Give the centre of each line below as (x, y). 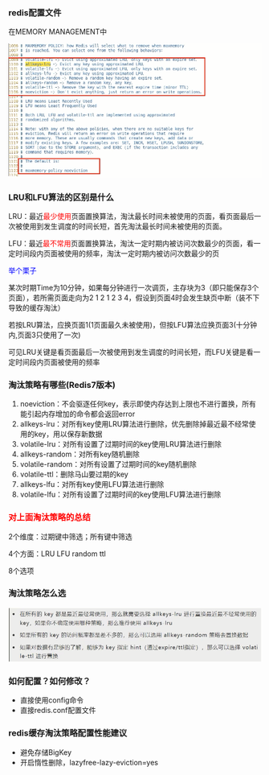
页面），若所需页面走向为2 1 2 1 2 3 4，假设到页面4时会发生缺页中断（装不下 (134, 297)
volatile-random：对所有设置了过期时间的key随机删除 (108, 464)
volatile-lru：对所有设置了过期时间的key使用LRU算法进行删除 (121, 444)
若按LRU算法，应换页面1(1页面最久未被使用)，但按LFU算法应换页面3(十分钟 (133, 324)
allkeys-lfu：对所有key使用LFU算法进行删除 (92, 484)
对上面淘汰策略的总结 (49, 517)
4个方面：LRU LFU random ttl (57, 554)
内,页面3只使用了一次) (45, 335)
